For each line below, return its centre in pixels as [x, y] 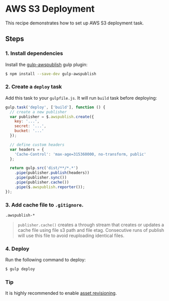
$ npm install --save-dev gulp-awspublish [51, 74]
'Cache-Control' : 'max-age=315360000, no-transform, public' [80, 154]
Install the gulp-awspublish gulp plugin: [46, 65]
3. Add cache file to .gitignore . [44, 205]
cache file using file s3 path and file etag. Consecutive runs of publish [91, 230]
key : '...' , [27, 122]
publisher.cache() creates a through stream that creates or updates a [91, 225]
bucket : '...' [29, 131]
